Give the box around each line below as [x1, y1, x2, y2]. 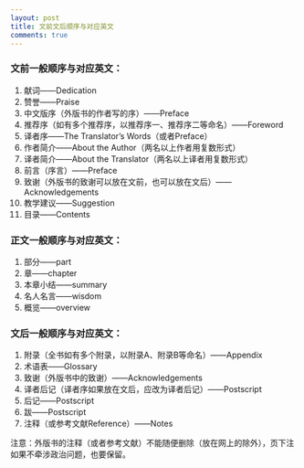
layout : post [10, 13, 60, 23]
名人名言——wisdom [23, 290, 102, 302]
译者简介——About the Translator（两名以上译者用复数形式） [23, 153, 254, 165]
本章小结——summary [23, 279, 108, 290]
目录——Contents [23, 208, 90, 219]
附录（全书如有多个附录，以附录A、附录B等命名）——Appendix [23, 349, 263, 361]
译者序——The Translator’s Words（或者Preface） [23, 130, 213, 142]
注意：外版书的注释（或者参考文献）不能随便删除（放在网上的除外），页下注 [10, 438, 295, 449]
